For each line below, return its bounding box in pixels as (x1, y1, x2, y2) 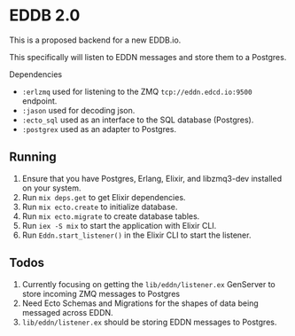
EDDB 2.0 (9, 5, 81, 26)
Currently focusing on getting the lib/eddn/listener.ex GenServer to (21, 278, 276, 289)
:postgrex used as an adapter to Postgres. (21, 123, 177, 134)
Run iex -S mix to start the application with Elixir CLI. (21, 220, 217, 231)
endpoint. (21, 95, 58, 106)
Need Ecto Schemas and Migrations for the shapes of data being (21, 298, 259, 309)
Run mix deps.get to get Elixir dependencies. (21, 191, 186, 202)
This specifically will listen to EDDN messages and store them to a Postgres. (9, 51, 287, 62)
